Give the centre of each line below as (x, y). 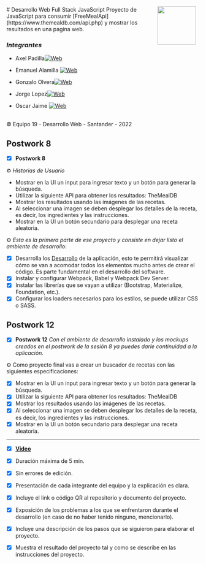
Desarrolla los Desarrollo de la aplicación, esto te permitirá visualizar (102, 258)
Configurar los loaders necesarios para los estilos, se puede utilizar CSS (106, 299)
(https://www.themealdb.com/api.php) (55, 23)
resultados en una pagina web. (45, 29)
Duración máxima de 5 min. (50, 461)
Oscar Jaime (31, 106)
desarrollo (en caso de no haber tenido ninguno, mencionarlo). (94, 517)
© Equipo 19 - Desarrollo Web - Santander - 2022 (69, 124)
